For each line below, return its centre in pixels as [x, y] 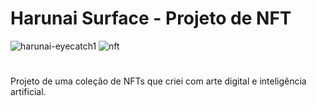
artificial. [28, 92]
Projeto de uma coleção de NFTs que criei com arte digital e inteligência [158, 81]
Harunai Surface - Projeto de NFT [151, 18]
